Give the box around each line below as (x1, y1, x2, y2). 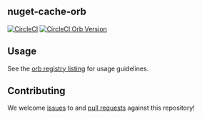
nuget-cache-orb (7, 6, 87, 18)
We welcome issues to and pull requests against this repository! (7, 103, 195, 113)
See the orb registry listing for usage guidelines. (7, 64, 149, 73)
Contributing (7, 85, 66, 97)
